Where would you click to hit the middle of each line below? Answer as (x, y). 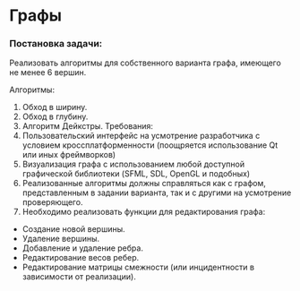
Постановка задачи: (56, 44)
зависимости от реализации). (79, 277)
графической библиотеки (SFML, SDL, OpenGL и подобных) (136, 174)
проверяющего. (52, 202)
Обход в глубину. (55, 116)
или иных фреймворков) (69, 155)
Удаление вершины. (61, 239)
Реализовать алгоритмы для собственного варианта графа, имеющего (146, 63)
